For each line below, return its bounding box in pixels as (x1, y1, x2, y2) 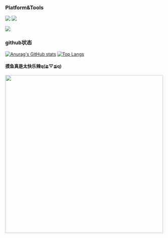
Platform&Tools (5, 4, 44, 11)
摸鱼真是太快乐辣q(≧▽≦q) (5, 63, 62, 69)
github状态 (5, 39, 32, 46)
